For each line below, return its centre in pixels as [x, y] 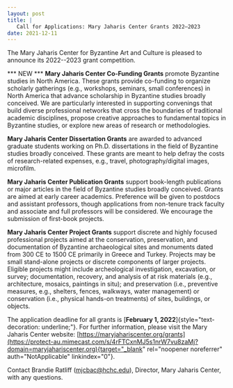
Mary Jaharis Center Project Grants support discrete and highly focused [112, 232]
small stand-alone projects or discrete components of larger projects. [107, 262]
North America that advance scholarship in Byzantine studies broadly [107, 96]
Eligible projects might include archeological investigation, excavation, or [111, 269]
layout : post [26, 14]
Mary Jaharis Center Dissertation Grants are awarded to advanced [105, 139]
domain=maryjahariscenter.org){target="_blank [75, 349]
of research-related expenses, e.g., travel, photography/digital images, [109, 161]
